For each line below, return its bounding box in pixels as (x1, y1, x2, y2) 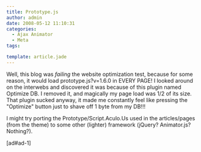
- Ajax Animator (12, 32, 53, 38)
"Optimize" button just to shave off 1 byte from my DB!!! (6, 103, 145, 110)
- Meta (12, 37, 29, 43)
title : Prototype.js (6, 9, 59, 15)
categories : (6, 26, 37, 32)
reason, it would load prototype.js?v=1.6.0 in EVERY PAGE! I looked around (6, 77, 194, 84)
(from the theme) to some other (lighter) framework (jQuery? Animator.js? (6, 121, 191, 128)
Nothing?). (6, 127, 33, 134)
